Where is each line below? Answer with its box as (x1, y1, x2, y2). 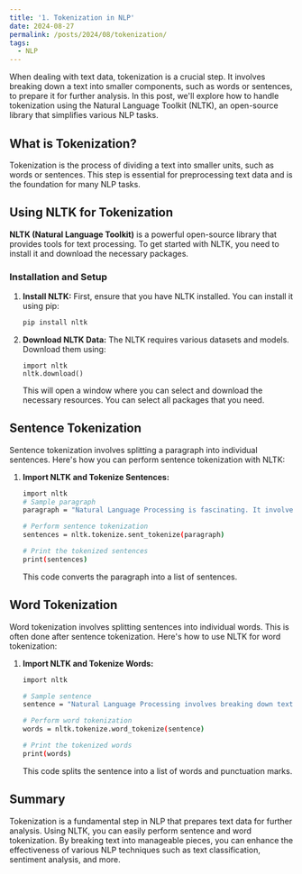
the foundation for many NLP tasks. (9, 178, 142, 189)
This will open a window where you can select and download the (22, 385, 263, 396)
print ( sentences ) (22, 555, 88, 564)
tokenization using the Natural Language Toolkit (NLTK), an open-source (9, 100, 279, 111)
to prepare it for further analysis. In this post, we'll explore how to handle (9, 91, 279, 102)
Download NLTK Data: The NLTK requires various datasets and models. (22, 334, 290, 345)
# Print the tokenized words (22, 741, 133, 751)
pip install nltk (22, 318, 88, 327)
